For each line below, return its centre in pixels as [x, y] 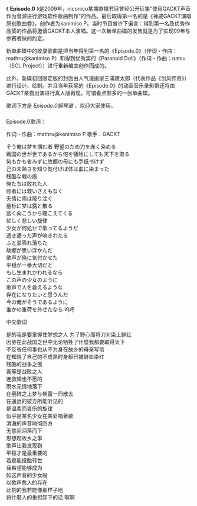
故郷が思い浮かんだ [29, 250]
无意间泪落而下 [24, 430]
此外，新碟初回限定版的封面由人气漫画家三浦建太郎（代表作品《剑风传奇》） [98, 78]
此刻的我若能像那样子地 [35, 489]
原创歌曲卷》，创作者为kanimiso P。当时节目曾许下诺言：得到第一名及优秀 [96, 23]
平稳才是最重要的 [27, 453]
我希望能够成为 [24, 468]
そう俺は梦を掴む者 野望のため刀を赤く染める [61, 146]
